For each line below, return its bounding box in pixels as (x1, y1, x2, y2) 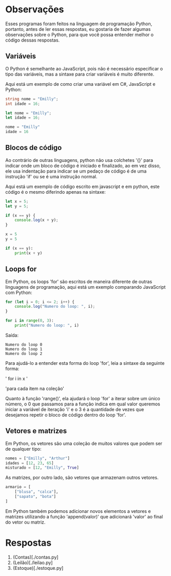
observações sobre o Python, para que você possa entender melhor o (5, 31, 154, 38)
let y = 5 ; (5, 203, 29, 209)
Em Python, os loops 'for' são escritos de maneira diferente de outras (5, 278, 153, 285)
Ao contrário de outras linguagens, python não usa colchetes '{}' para (5, 157, 153, 163)
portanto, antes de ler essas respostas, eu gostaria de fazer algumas (5, 26, 151, 32)
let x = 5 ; (5, 199, 29, 204)
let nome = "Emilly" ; (5, 110, 52, 116)
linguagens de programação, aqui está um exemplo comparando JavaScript (5, 284, 166, 290)
